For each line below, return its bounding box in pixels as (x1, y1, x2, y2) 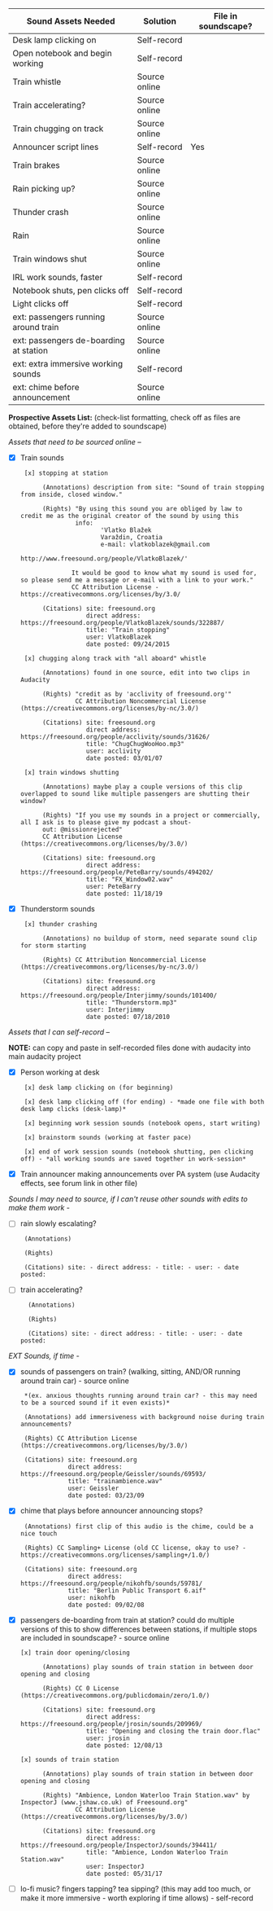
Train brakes (12, 160, 61, 170)
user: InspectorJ (85, 1862, 145, 1870)
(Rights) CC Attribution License (24, 1434, 137, 1443)
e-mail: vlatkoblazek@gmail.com (100, 541, 210, 549)
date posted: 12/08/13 (85, 1741, 162, 1750)
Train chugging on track (12, 123, 104, 134)
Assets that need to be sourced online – (8, 437, 141, 446)
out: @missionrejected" (41, 826, 123, 834)
